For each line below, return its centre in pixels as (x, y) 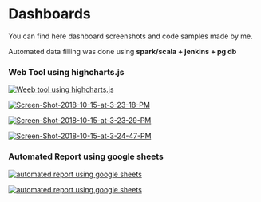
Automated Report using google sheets (86, 156)
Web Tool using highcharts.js (66, 72)
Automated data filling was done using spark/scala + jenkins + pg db (123, 51)
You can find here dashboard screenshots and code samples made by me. (130, 36)
